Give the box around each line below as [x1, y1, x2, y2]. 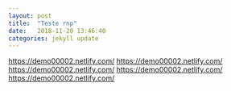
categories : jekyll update [8, 34, 99, 43]
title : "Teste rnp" [8, 19, 78, 27]
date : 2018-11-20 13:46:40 [8, 27, 106, 35]
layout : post [8, 11, 52, 20]
